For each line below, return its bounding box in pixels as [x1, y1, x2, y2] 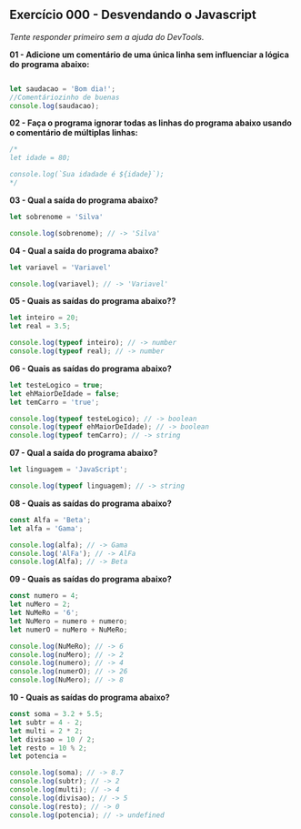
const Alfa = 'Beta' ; [9, 515, 92, 524]
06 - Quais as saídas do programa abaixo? [9, 363, 173, 374]
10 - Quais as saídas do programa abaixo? [9, 692, 170, 703]
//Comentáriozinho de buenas [9, 93, 120, 102]
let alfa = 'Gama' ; [9, 523, 84, 533]
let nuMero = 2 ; [9, 600, 71, 609]
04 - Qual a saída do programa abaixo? [9, 245, 159, 256]
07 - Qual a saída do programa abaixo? [9, 448, 158, 459]
